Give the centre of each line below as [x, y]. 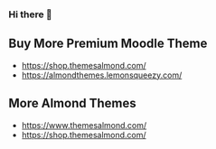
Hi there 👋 [31, 14]
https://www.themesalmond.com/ [84, 125]
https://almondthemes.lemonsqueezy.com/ [102, 75]
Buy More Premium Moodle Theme [108, 44]
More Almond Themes [72, 103]
